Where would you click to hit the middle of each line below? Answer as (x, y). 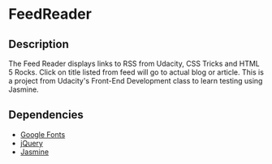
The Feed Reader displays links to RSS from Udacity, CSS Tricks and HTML (134, 63)
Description (39, 44)
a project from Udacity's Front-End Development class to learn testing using (136, 81)
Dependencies (46, 115)
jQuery (31, 143)
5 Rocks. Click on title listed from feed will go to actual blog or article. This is (136, 72)
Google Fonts (43, 134)
